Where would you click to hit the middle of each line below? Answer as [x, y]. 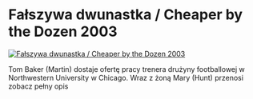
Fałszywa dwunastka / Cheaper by [125, 15]
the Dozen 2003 [63, 32]
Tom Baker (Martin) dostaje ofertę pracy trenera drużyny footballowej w [127, 69]
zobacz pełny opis [38, 86]
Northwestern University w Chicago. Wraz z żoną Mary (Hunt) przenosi [126, 77]
